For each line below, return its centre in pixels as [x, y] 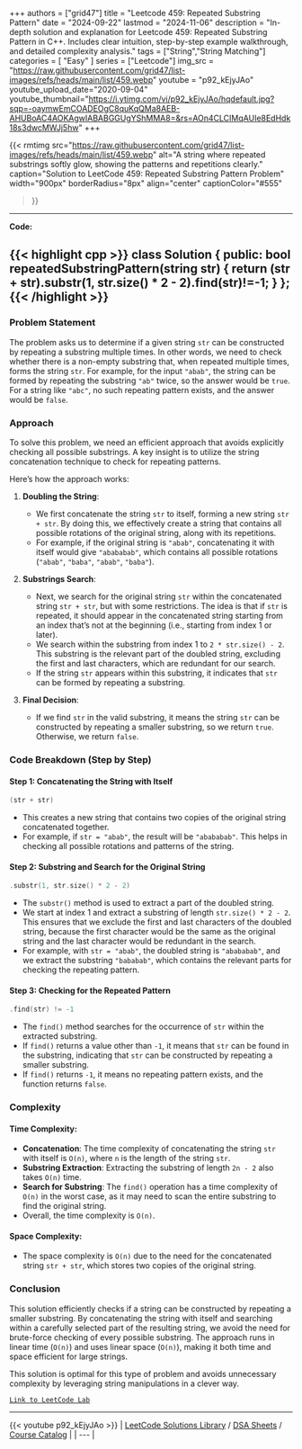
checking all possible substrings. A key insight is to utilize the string [134, 452]
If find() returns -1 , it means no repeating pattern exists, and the [142, 1075]
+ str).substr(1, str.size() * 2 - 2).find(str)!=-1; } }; [150, 283]
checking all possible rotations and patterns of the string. [128, 845]
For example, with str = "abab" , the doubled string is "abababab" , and [151, 951]
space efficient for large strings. [69, 1356]
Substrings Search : [59, 578]
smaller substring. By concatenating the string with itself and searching [141, 1318]
